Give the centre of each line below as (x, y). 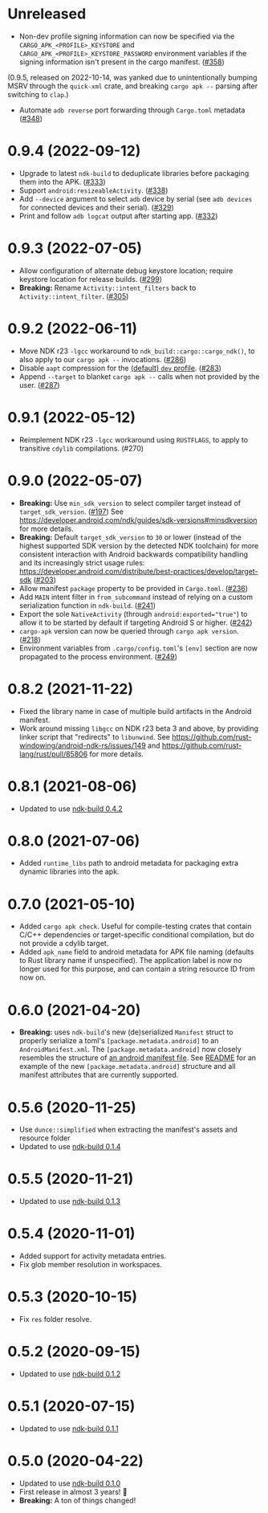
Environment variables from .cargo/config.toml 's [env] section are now (138, 648)
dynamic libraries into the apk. (69, 871)
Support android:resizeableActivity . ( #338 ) (93, 190)
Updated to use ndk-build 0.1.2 (70, 1374)
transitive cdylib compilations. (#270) (81, 448)
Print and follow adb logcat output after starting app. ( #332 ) (118, 216)
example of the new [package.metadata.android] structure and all (127, 1066)
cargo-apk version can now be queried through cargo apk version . (129, 630)
